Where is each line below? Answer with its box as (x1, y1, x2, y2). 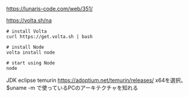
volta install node (6, 49, 55, 55)
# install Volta (6, 28, 47, 34)
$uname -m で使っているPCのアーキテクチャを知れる (6, 84, 138, 91)
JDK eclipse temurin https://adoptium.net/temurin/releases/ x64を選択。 (6, 77, 187, 84)
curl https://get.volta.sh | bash (6, 34, 93, 40)
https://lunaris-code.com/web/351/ (6, 5, 93, 12)
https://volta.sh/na (6, 17, 52, 23)
